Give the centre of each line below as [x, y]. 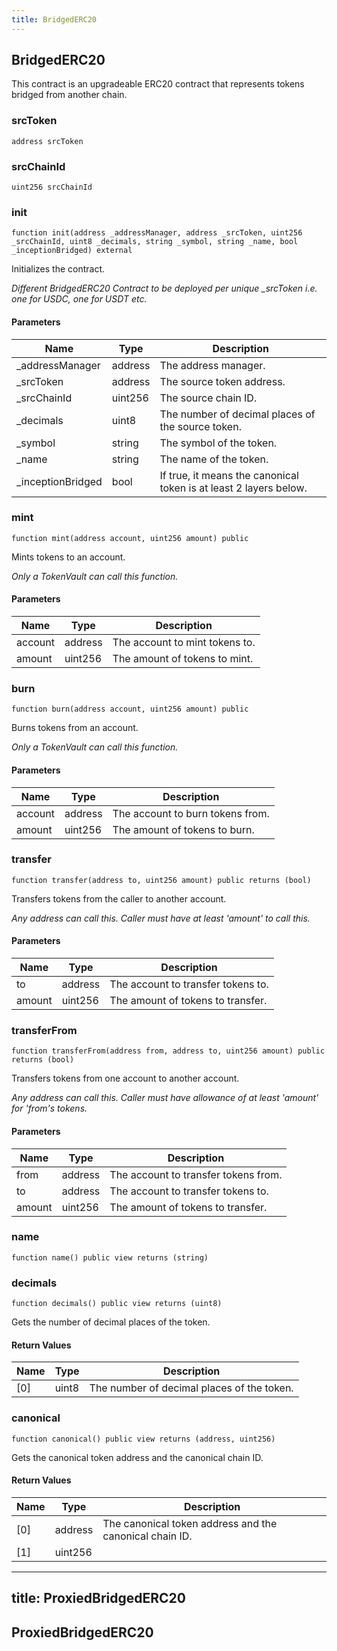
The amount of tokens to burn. [183, 829]
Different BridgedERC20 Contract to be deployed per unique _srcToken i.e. [164, 288]
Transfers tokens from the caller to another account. [119, 898]
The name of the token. [214, 459]
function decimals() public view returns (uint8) [117, 1304]
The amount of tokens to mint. [183, 659]
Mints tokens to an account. [68, 557]
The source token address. [222, 381]
